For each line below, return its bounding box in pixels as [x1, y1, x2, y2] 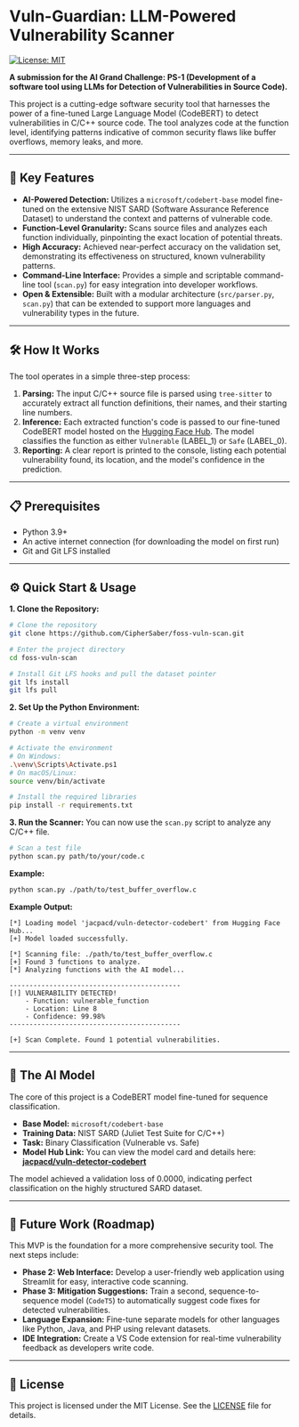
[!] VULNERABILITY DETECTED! [9, 988, 117, 997]
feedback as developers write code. [21, 1342, 155, 1353]
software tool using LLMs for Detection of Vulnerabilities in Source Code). [9, 81, 288, 92]
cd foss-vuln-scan [9, 653, 77, 662]
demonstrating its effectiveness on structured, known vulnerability [21, 251, 266, 262]
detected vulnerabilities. [21, 1305, 111, 1316]
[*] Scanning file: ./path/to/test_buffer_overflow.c [9, 949, 214, 958]
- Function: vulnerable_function [25, 996, 149, 1005]
